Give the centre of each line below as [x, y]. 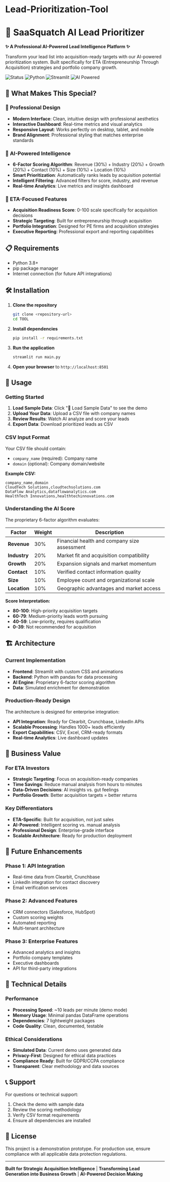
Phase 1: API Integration [35, 866]
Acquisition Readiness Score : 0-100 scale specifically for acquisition [85, 210]
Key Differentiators [29, 808]
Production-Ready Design [38, 700]
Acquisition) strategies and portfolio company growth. [61, 67]
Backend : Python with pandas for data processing [65, 677]
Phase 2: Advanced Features [41, 901]
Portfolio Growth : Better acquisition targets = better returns [75, 795]
